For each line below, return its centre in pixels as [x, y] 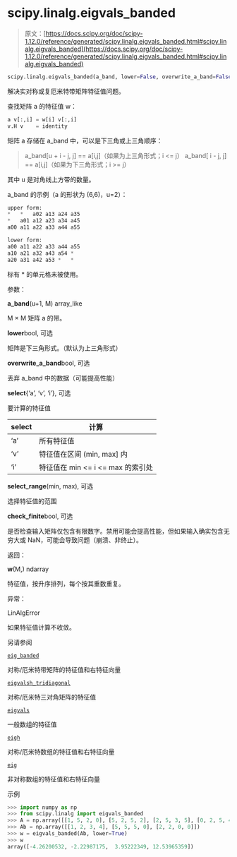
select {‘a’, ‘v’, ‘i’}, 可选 [39, 392]
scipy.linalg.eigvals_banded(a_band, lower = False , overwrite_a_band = [112, 77]
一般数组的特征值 [32, 724]
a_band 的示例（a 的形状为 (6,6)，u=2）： [67, 194]
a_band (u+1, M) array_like [45, 303]
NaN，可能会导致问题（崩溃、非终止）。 [85, 540]
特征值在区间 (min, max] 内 [83, 454]
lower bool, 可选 [30, 332]
